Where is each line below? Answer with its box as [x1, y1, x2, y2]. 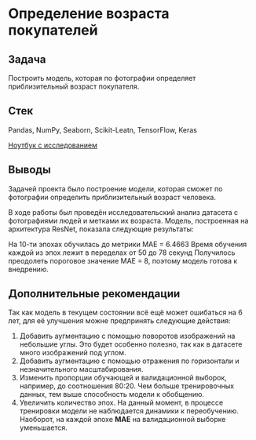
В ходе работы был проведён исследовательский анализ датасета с [8, 207, 238, 216]
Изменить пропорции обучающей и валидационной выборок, [19, 373, 228, 383]
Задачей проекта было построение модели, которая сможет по [8, 184, 223, 193]
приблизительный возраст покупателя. [8, 82, 140, 91]
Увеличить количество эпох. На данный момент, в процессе [19, 398, 224, 408]
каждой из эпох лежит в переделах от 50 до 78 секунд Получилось [8, 248, 236, 257]
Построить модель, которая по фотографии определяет [8, 74, 196, 82]
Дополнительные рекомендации [8, 287, 181, 300]
